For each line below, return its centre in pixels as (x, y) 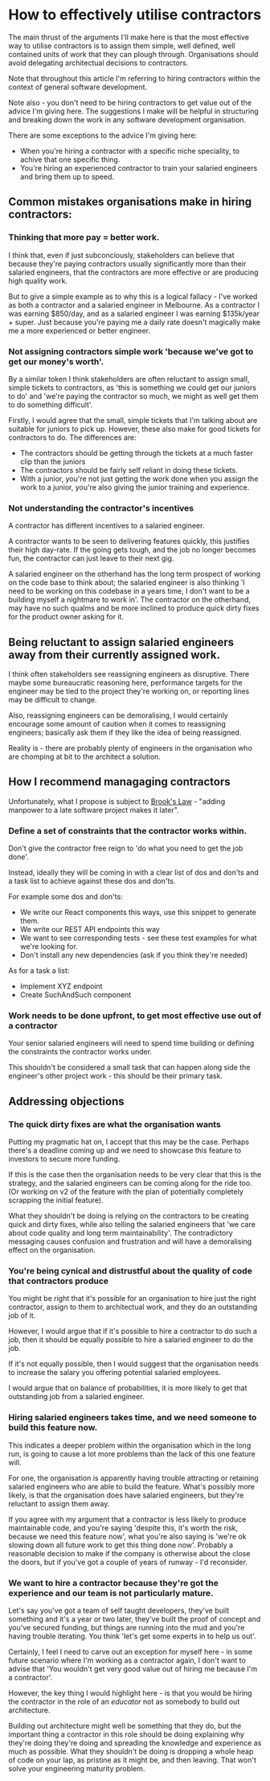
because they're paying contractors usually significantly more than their (127, 263)
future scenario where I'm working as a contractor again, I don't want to (127, 1660)
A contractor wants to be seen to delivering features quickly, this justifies (129, 541)
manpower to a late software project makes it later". (94, 810)
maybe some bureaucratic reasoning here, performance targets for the (125, 683)
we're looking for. (49, 946)
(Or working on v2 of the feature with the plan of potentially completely (126, 1192)
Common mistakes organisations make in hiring (130, 202)
